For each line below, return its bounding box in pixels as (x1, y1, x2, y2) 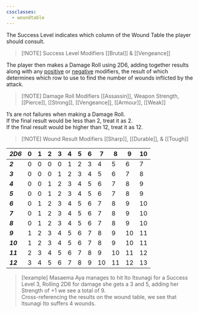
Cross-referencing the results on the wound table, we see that (21, 293, 177, 300)
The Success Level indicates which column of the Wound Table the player (6, 31, 191, 38)
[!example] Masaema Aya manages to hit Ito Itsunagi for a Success (21, 274, 188, 281)
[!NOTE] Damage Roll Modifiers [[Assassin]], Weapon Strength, (21, 92, 180, 99)
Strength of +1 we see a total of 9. (21, 286, 106, 294)
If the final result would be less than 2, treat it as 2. (6, 116, 133, 124)
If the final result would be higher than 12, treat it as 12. (6, 123, 143, 130)
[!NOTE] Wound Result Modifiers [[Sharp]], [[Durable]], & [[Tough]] (21, 135, 189, 143)
